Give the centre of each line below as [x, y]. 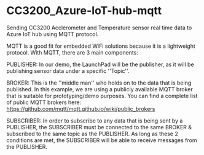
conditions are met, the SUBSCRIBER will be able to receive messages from [102, 140]
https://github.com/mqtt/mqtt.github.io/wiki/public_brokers [81, 108]
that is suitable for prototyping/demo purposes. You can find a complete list [102, 96]
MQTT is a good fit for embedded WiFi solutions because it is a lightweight [101, 46]
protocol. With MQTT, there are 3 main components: [72, 52]
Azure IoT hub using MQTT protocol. [53, 34]
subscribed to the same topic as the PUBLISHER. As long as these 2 [92, 134]
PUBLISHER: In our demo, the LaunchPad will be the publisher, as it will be [100, 64]
